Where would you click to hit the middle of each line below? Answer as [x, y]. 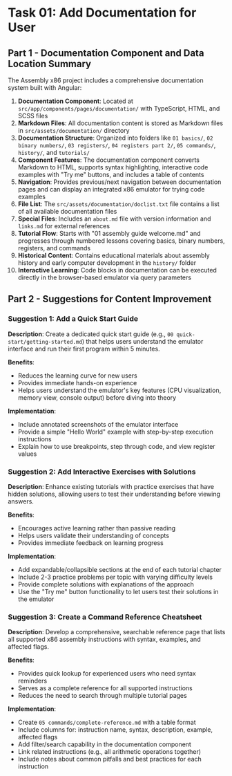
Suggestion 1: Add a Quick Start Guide [73, 319]
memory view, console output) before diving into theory [97, 397]
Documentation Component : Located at [76, 101]
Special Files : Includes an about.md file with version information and [114, 219]
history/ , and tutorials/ [54, 153]
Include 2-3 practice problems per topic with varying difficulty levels [115, 577]
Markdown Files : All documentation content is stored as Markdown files [120, 123]
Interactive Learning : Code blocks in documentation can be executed [117, 270]
